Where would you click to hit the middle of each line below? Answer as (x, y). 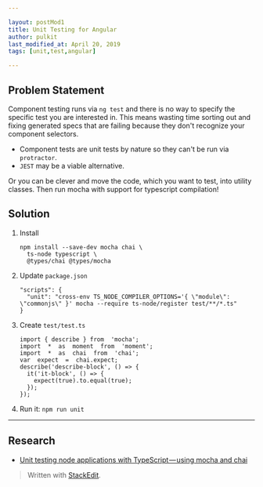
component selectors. (43, 133)
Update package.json (53, 275)
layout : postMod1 (36, 22)
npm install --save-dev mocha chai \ (81, 247)
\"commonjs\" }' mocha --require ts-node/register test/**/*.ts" (128, 303)
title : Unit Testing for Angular (63, 29)
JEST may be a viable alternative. (72, 165)
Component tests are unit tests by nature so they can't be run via (124, 149)
